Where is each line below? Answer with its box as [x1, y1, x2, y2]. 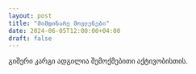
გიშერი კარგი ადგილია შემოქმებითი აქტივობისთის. [8, 56, 188, 66]
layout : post [8, 11, 52, 20]
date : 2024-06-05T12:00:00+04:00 [8, 27, 121, 35]
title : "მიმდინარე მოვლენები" [8, 19, 111, 27]
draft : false [8, 34, 52, 43]
